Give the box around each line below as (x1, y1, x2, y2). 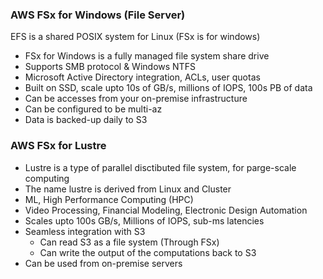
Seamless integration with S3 (24, 225, 146, 237)
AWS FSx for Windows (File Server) (10, 8, 186, 22)
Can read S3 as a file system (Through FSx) (39, 236, 220, 248)
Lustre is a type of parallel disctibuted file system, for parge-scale (24, 161, 297, 173)
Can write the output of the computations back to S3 (39, 246, 257, 258)
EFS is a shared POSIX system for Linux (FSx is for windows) (10, 31, 261, 43)
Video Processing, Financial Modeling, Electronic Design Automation (24, 204, 308, 216)
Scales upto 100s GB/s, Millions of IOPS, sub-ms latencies (24, 214, 265, 227)
